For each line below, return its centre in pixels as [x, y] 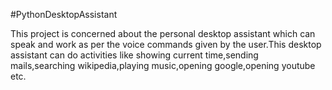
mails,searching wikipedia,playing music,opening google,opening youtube [163, 65]
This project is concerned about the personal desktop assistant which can [163, 33]
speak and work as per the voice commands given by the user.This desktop [166, 44]
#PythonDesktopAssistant [64, 14]
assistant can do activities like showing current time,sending [134, 55]
